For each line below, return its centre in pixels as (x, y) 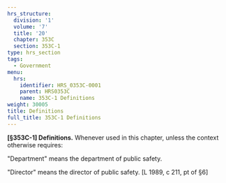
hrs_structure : (29, 14)
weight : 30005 (28, 105)
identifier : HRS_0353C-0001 (60, 85)
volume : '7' (31, 27)
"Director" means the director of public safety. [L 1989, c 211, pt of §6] (108, 172)
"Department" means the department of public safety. (85, 159)
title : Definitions (36, 111)
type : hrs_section (34, 53)
